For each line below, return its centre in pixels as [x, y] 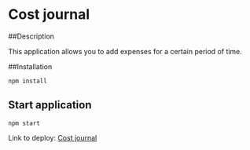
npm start [24, 123]
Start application [50, 105]
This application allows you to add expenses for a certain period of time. [125, 51]
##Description [31, 36]
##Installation [30, 66]
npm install [28, 81]
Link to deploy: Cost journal [53, 137]
